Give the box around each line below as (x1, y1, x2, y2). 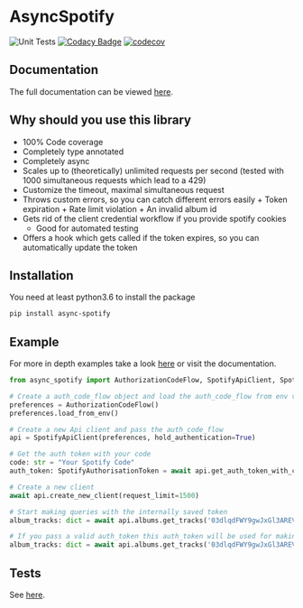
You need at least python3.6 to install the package (9, 291, 196, 303)
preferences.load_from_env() (9, 409, 119, 418)
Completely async (22, 155, 90, 166)
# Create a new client (9, 483, 95, 492)
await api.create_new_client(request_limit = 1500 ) (9, 491, 200, 500)
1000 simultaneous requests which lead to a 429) (22, 174, 207, 186)
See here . (9, 589, 45, 600)
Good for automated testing (35, 223, 139, 234)
